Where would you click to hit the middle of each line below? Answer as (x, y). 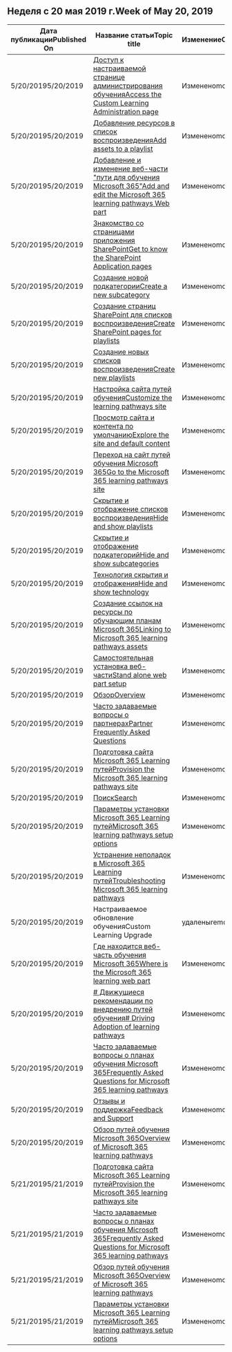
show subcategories (126, 563)
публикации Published (49, 39)
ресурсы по (113, 612)
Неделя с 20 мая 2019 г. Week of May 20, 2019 (110, 11)
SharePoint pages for (127, 332)
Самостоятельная (123, 657)
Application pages (122, 266)
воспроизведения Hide (131, 518)
